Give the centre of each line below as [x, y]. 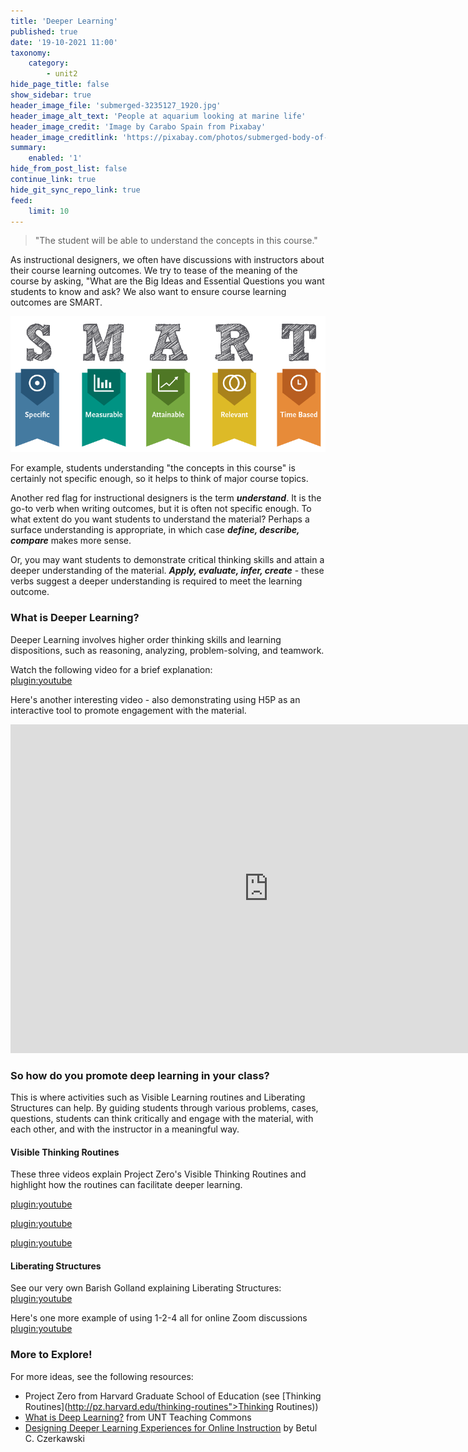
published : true [44, 31]
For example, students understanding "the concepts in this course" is [153, 468]
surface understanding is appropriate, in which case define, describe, [155, 530]
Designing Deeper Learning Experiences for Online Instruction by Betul [171, 1427]
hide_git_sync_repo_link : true [75, 190]
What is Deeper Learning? [75, 618]
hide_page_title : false [60, 85]
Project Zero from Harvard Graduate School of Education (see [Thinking [173, 1396]
